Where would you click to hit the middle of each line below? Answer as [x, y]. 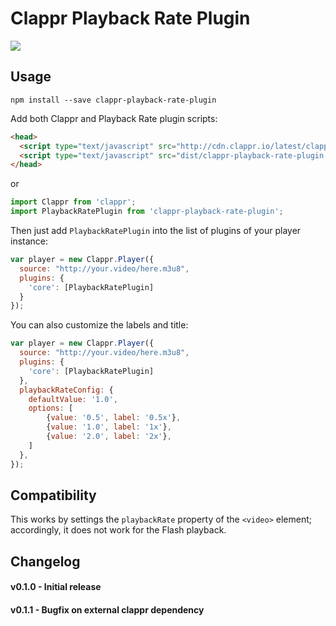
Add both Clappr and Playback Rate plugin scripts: [114, 118]
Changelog [45, 561]
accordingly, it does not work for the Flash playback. [118, 530]
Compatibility [53, 495]
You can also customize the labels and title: [99, 325]
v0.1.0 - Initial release [56, 587]
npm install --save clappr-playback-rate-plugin [113, 100]
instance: [29, 241]
